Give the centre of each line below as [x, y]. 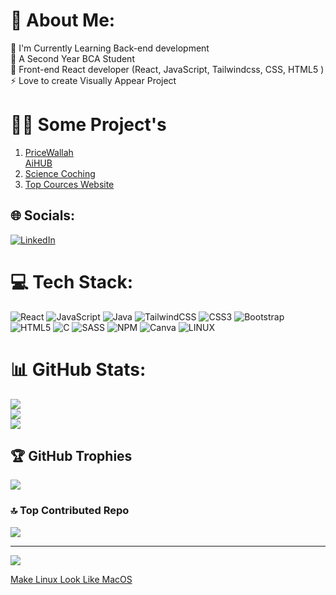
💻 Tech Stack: [72, 281]
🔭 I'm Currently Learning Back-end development [110, 48]
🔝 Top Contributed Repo [70, 511]
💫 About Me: [63, 20]
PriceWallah [49, 152]
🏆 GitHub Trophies [71, 455]
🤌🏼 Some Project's [88, 125]
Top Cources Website [69, 184]
